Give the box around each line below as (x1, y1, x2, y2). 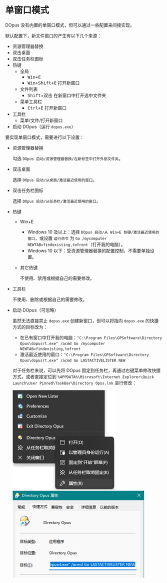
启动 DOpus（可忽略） (12, 307, 59, 313)
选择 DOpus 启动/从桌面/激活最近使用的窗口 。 (12, 176, 97, 182)
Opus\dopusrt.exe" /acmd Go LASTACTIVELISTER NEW (19, 358, 126, 363)
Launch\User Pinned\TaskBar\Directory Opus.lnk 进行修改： (12, 379, 136, 385)
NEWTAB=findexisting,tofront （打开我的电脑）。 (27, 241, 125, 247)
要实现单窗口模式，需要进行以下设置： (5, 134, 84, 140)
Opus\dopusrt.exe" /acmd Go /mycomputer (19, 341, 105, 346)
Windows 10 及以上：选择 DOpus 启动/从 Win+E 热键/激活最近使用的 (27, 228, 159, 235)
